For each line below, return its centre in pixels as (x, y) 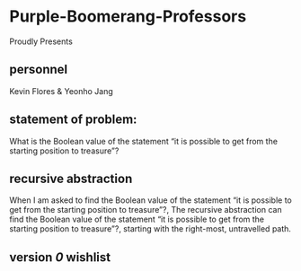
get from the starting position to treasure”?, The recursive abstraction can (146, 210)
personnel (39, 70)
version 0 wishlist (60, 257)
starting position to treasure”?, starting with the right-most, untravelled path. (150, 229)
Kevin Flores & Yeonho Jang (62, 91)
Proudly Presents (41, 41)
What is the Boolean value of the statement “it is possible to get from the (144, 141)
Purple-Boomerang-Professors (128, 17)
